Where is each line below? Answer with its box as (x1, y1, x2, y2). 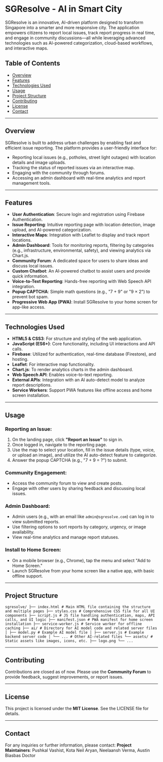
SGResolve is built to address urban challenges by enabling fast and (5, 140, 142, 146)
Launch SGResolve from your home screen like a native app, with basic (12, 567, 154, 573)
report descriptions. (12, 382, 52, 388)
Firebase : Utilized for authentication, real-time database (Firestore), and (12, 351, 156, 357)
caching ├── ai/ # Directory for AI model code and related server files (5, 626, 158, 631)
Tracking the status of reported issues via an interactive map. (12, 164, 135, 170)
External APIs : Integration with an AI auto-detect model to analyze (12, 377, 145, 383)
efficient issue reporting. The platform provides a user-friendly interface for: (5, 145, 157, 151)
